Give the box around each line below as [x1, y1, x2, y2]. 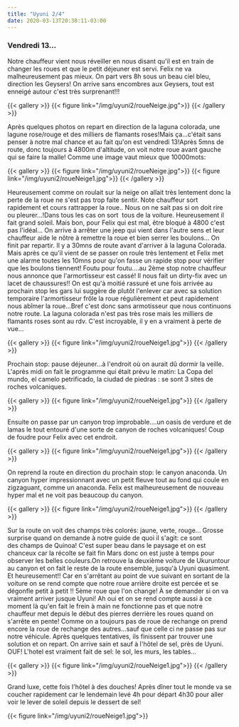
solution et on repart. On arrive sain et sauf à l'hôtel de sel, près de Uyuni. [7, 639, 224, 648]
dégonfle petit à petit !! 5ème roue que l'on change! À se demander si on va [7, 586, 229, 595]
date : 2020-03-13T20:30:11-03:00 [7, 17, 107, 24]
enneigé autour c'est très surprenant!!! [7, 87, 120, 96]
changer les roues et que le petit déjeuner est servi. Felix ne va [7, 64, 192, 73]
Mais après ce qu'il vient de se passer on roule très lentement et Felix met [7, 248, 224, 257]
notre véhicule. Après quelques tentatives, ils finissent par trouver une [7, 632, 213, 641]
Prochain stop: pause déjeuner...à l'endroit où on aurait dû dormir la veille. [7, 360, 224, 368]
